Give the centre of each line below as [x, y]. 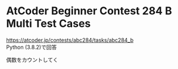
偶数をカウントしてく [32, 59]
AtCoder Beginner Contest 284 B [89, 11]
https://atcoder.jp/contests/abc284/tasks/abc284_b [70, 40]
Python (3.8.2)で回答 [32, 47]
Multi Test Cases [49, 23]
